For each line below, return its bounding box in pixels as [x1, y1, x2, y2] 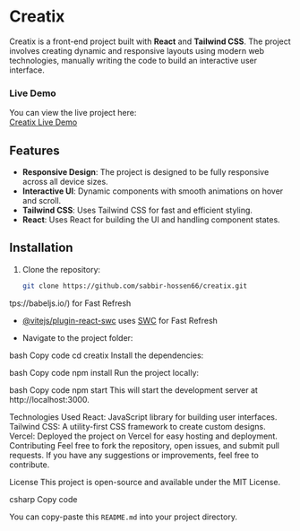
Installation [9, 240, 73, 256]
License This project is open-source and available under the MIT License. [9, 476, 280, 487]
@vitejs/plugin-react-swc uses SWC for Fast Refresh [21, 315, 218, 326]
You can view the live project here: [9, 108, 137, 118]
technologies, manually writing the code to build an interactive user [9, 55, 258, 65]
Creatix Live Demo [9, 117, 78, 127]
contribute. [9, 459, 50, 470]
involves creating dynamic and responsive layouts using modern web [9, 45, 265, 56]
